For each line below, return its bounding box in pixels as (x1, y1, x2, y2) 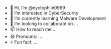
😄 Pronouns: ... (10, 33, 43, 39)
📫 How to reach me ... (10, 26, 57, 32)
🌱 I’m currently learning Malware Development (10, 15, 106, 21)
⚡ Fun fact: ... (10, 39, 38, 45)
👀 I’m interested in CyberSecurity (10, 10, 79, 16)
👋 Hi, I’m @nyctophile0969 (10, 5, 65, 10)
